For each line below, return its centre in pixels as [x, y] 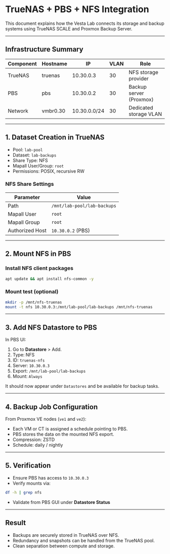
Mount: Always [27, 376]
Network [18, 111]
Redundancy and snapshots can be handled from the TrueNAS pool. [84, 540]
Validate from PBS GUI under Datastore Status [61, 502]
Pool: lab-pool [28, 149]
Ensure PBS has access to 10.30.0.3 [51, 478]
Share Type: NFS [30, 160]
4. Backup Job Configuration [51, 407]
